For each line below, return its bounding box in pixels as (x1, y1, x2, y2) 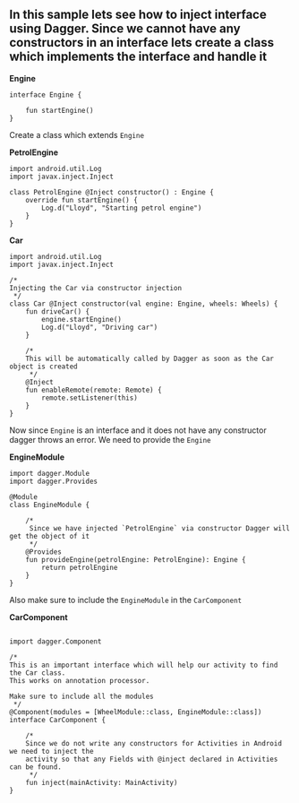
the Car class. (9, 668, 66, 678)
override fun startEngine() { (25, 195, 139, 204)
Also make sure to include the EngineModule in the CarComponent (9, 594, 243, 605)
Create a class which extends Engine (9, 129, 145, 140)
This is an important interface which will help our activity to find (9, 661, 278, 669)
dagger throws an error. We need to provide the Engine (9, 434, 211, 445)
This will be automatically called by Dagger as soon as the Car (25, 354, 275, 363)
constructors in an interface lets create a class (9, 35, 275, 50)
